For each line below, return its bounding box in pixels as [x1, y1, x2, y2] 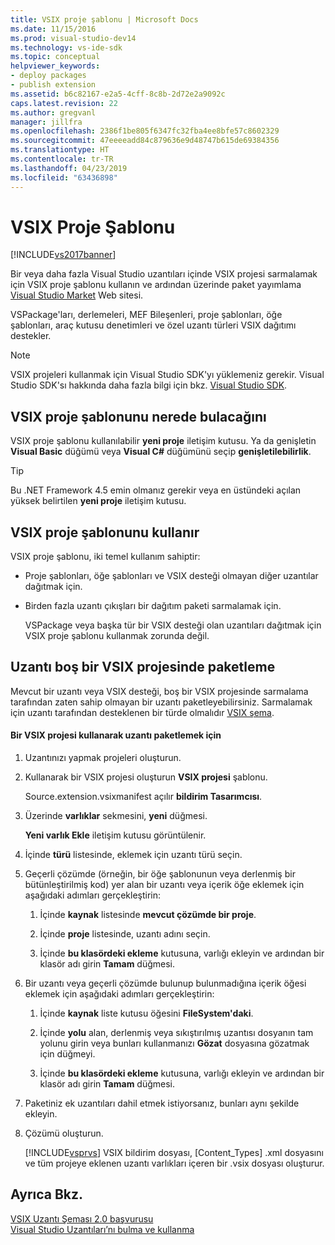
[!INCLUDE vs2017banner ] [10, 249, 117, 261]
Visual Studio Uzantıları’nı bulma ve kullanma [10, 1223, 195, 1235]
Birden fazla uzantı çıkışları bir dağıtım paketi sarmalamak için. [24, 600, 282, 612]
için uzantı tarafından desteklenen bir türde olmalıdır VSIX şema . [10, 706, 275, 718]
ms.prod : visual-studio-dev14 [10, 33, 137, 43]
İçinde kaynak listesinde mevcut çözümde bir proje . [39, 909, 257, 921]
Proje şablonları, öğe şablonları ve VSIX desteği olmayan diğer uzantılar [24, 570, 319, 582]
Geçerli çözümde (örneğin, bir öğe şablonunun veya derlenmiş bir [24, 868, 296, 880]
